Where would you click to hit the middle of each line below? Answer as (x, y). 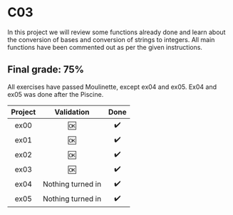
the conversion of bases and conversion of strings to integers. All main (111, 39)
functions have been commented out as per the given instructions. (105, 47)
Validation (72, 112)
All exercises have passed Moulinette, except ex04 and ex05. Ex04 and (112, 87)
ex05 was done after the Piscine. (56, 94)
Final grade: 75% (46, 69)
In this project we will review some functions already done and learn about (116, 32)
